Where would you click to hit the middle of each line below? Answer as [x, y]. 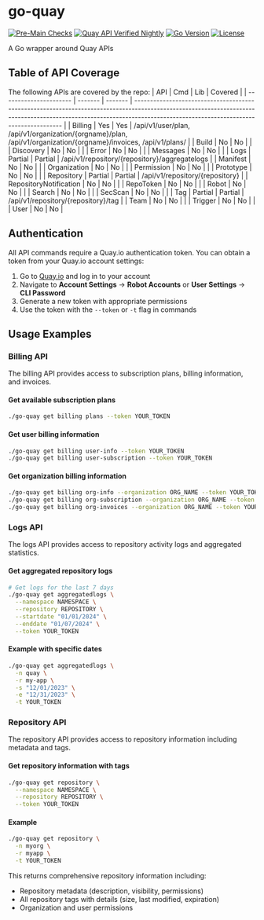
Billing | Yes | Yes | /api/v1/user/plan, [131, 125]
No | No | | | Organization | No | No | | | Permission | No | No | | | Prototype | [130, 167]
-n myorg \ [33, 846]
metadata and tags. [39, 748]
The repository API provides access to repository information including [123, 739]
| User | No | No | [36, 209]
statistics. [24, 553]
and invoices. [30, 382]
